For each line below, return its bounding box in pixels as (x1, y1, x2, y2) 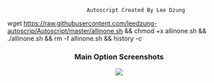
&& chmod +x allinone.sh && (124, 27, 207, 35)
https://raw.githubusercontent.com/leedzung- (23, 19, 157, 28)
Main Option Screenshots (74, 52, 164, 62)
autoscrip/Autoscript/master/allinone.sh (7, 27, 123, 35)
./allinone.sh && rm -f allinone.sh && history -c (7, 34, 142, 43)
